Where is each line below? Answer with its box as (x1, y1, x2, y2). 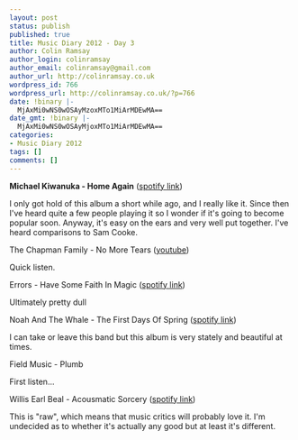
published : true (9, 30, 70, 39)
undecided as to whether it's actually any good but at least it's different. (9, 420, 276, 431)
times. (9, 341, 32, 352)
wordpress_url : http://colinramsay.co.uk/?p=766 (9, 88, 195, 97)
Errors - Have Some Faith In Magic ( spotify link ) (9, 279, 186, 289)
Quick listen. (9, 261, 56, 272)
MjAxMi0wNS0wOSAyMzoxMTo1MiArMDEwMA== (17, 105, 164, 115)
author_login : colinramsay (9, 55, 111, 64)
